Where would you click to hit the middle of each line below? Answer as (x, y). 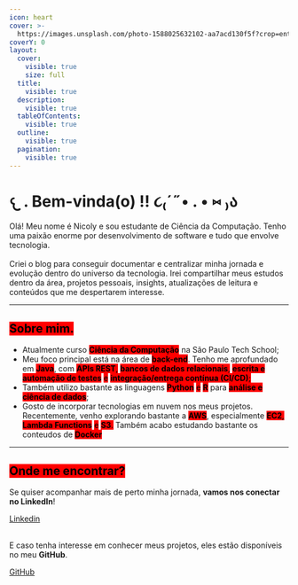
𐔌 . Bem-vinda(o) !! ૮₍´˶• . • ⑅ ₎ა (123, 201)
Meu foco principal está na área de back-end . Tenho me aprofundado (150, 359)
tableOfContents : (49, 116)
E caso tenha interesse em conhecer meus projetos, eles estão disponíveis (145, 545)
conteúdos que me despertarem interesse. (87, 292)
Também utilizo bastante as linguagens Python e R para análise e (142, 387)
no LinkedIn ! (32, 502)
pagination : (39, 149)
